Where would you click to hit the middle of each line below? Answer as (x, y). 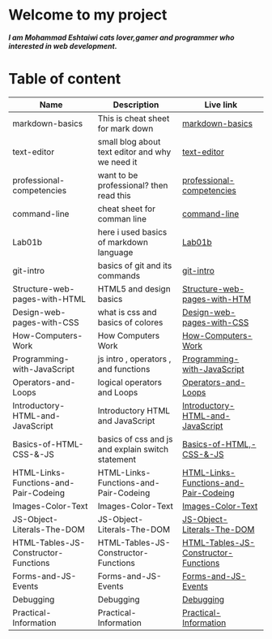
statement (117, 459)
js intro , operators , (134, 359)
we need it (117, 162)
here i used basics (132, 231)
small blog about (129, 141)
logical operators (130, 382)
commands (119, 275)
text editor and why (134, 152)
